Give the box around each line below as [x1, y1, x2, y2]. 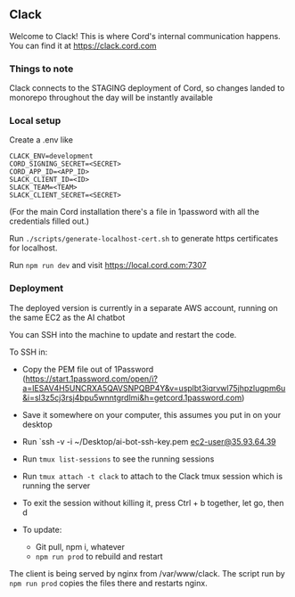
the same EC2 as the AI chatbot [9, 312, 126, 323]
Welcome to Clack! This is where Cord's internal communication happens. [9, 30, 281, 41]
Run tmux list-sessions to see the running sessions [21, 454, 215, 464]
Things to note [9, 62, 74, 75]
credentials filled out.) [9, 216, 90, 226]
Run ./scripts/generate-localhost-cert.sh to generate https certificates [9, 233, 279, 244]
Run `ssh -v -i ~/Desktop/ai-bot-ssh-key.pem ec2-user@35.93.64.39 [21, 436, 276, 446]
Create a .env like [9, 135, 74, 145]
